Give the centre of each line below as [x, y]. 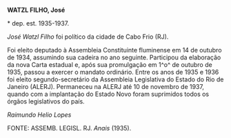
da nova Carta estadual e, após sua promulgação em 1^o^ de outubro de [110, 65]
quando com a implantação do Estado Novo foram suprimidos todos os [108, 94]
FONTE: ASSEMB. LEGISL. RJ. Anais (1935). [69, 128]
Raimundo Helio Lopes [39, 115]
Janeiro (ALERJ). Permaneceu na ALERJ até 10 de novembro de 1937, [106, 87]
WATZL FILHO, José [36, 10]
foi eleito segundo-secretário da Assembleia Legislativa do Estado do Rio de [115, 79]
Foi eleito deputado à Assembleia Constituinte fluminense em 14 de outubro [114, 50]
